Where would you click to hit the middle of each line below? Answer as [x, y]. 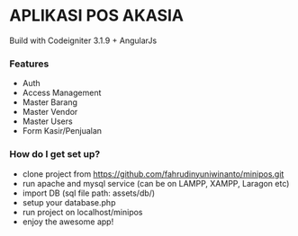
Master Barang [50, 102]
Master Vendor [50, 112]
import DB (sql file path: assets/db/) [89, 193]
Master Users [48, 121]
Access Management [62, 93]
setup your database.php [69, 202]
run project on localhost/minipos [82, 212]
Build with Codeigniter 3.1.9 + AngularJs [83, 40]
